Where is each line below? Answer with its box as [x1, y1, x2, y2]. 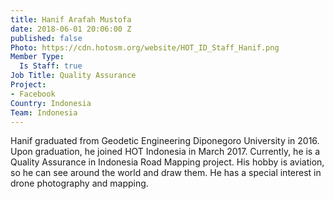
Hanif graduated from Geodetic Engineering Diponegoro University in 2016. [10, 135, 320, 147]
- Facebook [10, 89, 56, 99]
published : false [10, 33, 83, 43]
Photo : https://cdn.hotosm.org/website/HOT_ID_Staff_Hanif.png [10, 42, 280, 53]
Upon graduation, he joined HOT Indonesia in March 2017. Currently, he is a [10, 146, 321, 158]
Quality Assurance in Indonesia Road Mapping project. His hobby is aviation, [10, 156, 325, 168]
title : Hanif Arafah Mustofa [10, 14, 132, 25]
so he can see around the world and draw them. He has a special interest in [10, 167, 322, 179]
